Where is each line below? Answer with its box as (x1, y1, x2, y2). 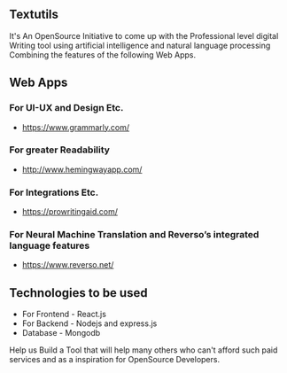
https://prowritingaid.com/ (21, 206, 118, 217)
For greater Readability (9, 144, 111, 156)
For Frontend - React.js (21, 309, 106, 320)
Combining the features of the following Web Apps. (9, 49, 197, 60)
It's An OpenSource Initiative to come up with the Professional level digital (9, 30, 279, 41)
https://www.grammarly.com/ (21, 121, 130, 132)
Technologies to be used (9, 285, 148, 300)
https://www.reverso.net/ (21, 260, 114, 270)
